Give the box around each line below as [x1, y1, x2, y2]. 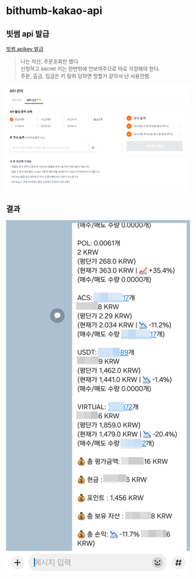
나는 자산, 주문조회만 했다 [20, 58, 79, 65]
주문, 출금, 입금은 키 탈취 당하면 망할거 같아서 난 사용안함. [20, 73, 151, 80]
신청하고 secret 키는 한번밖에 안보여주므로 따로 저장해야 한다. [20, 66, 160, 72]
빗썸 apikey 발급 [6, 46, 44, 52]
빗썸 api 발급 [6, 29, 50, 39]
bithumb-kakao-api [6, 4, 103, 18]
